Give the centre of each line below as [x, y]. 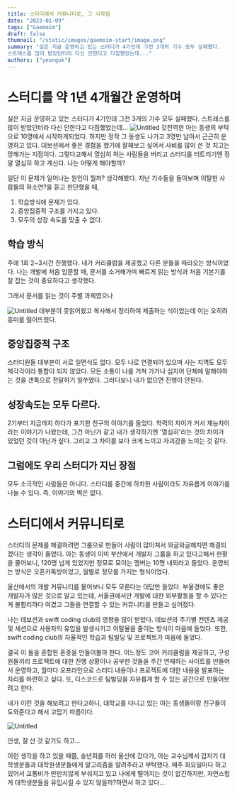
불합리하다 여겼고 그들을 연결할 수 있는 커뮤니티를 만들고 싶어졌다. [105, 604]
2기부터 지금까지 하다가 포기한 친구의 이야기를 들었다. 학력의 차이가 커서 [106, 423]
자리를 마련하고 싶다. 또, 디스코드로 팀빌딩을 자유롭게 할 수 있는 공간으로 [106, 679]
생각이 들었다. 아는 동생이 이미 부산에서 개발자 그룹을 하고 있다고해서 [120, 554]
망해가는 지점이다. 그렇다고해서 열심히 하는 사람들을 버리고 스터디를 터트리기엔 [115, 154]
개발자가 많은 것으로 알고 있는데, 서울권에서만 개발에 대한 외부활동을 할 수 [108, 595]
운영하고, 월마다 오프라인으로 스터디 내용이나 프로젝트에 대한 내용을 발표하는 [120, 670]
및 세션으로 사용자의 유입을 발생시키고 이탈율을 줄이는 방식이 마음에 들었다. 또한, [118, 628]
